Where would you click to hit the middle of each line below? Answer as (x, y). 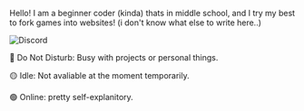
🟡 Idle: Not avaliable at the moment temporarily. (99, 75)
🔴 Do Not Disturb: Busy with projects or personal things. (114, 57)
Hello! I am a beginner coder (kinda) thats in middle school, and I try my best (152, 13)
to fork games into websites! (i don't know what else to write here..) (135, 23)
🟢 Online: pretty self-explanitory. (71, 97)
